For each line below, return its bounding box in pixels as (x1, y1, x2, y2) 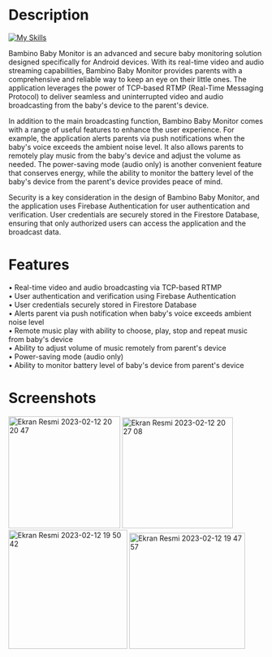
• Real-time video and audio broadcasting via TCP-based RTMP (8, 283, 222, 292)
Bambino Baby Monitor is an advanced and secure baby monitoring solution (8, 48, 262, 58)
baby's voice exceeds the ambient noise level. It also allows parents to (8, 142, 244, 151)
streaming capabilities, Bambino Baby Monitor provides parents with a (8, 65, 243, 75)
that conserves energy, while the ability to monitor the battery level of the (8, 168, 254, 177)
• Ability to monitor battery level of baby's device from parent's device (8, 360, 244, 370)
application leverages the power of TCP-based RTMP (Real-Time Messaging (8, 83, 264, 93)
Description (8, 6, 89, 24)
